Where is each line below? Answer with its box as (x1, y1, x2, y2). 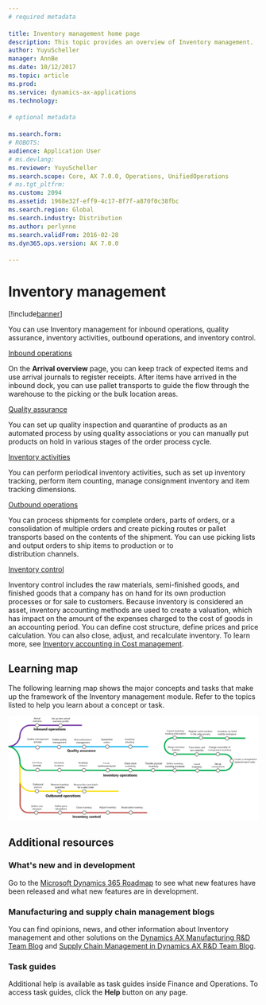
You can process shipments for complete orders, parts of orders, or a (8, 515, 236, 525)
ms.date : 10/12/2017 (8, 64, 77, 72)
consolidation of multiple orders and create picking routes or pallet (8, 524, 226, 534)
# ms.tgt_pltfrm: (8, 180, 66, 188)
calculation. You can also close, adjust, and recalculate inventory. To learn (8, 631, 251, 640)
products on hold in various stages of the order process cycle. (8, 437, 212, 447)
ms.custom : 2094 (8, 189, 62, 197)
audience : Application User (8, 147, 102, 155)
